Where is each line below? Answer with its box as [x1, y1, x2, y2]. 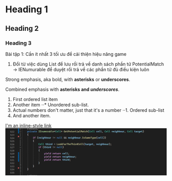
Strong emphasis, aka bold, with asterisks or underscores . [5, 76, 131, 83]
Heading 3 [5, 39, 32, 47]
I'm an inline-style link [5, 122, 52, 129]
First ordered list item [12, 96, 58, 102]
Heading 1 [5, 4, 49, 15]
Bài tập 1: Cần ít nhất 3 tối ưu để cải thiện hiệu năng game [5, 51, 127, 57]
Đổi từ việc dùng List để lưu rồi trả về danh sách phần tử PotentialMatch [12, 61, 164, 67]
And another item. [12, 112, 51, 118]
